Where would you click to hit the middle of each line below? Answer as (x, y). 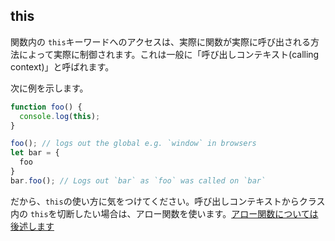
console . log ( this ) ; (60, 116)
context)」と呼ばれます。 (62, 66)
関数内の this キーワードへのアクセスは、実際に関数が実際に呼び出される (160, 41)
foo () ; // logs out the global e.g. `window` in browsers (133, 144)
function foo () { (46, 107)
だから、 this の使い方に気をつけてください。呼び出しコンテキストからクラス (168, 201)
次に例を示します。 (49, 88)
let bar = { (35, 153)
